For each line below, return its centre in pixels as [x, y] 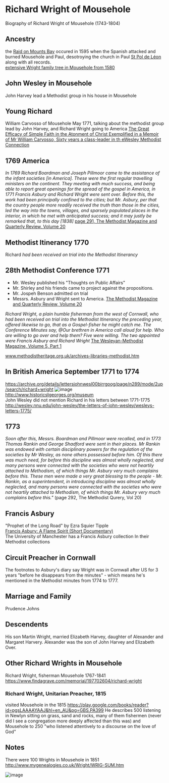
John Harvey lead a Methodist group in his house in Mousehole [71, 95]
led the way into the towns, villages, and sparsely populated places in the [82, 211]
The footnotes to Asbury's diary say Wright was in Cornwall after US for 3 [82, 570]
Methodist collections [28, 542]
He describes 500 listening [133, 710]
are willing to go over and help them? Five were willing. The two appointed [83, 335]
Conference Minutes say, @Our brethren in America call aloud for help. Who [84, 330]
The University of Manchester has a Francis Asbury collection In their [77, 537]
